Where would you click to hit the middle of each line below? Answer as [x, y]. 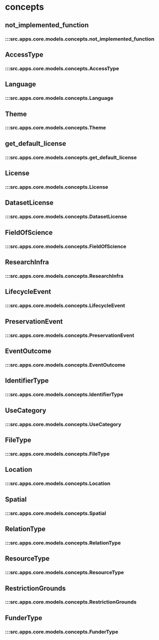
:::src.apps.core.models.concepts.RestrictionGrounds [71, 602]
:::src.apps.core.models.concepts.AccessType [62, 68]
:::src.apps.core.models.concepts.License [57, 187]
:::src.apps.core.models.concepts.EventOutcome [65, 365]
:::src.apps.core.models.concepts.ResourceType [64, 573]
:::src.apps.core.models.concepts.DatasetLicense [66, 217]
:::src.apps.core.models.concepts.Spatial [55, 513]
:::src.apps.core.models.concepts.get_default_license [71, 157]
